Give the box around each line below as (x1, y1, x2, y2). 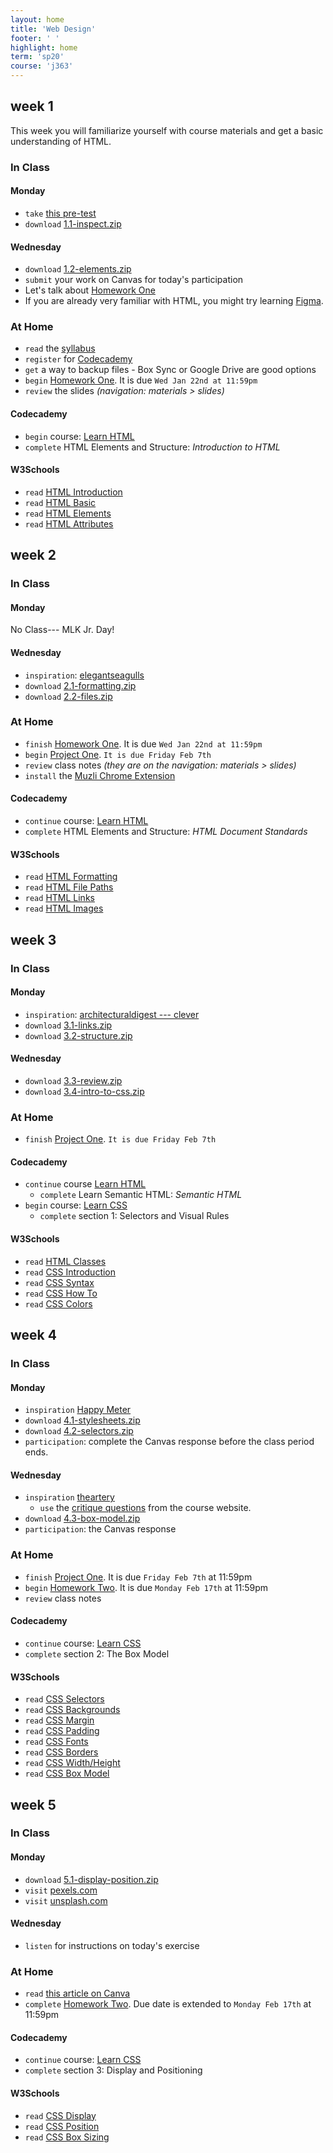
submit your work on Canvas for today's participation (24, 274, 244, 286)
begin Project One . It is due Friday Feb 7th (24, 748, 212, 760)
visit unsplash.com (24, 1894, 108, 1906)
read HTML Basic (24, 496, 97, 508)
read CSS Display (24, 2109, 97, 2121)
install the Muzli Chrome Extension (24, 769, 176, 781)
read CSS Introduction (24, 1266, 117, 1278)
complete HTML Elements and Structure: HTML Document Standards (24, 826, 308, 838)
